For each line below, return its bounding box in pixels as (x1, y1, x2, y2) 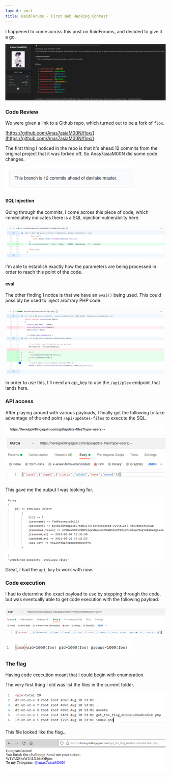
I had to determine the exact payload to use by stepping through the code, (5, 591, 161, 597)
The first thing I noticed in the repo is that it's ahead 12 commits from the (5, 145, 158, 151)
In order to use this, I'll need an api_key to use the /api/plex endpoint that (5, 380, 160, 386)
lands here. (5, 385, 29, 391)
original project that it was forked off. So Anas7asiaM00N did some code (5, 151, 158, 157)
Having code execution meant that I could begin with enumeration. (5, 672, 145, 678)
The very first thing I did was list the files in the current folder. (5, 681, 135, 687)
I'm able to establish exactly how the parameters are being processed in (5, 263, 157, 270)
